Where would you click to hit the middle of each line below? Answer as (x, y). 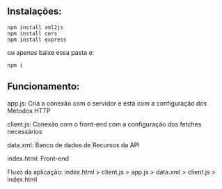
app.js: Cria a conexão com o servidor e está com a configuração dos (107, 103)
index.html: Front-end (38, 158)
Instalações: (35, 11)
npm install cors (32, 33)
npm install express (37, 40)
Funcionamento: (43, 87)
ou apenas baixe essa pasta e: (51, 52)
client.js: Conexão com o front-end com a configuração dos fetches (104, 124)
